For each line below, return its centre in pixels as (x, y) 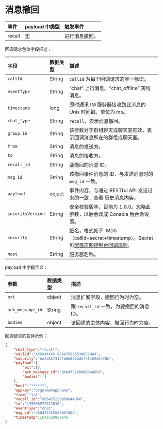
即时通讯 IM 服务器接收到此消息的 (108, 104)
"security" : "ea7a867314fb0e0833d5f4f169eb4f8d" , (64, 358)
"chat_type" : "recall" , (37, 349)
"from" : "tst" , (28, 395)
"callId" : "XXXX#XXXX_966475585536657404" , (57, 354)
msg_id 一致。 (85, 181)
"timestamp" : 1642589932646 (41, 417)
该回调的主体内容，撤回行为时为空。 (112, 323)
